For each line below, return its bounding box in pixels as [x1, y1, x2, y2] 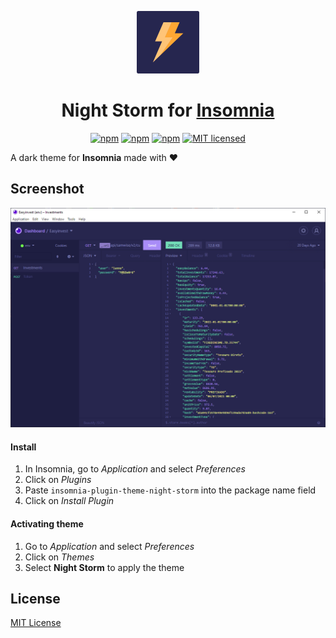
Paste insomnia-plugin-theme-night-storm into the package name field [24, 484, 317, 496]
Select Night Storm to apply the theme [24, 561, 185, 573]
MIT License [10, 617, 62, 629]
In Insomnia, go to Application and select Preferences [24, 463, 246, 475]
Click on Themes [24, 551, 95, 563]
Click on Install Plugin [24, 495, 115, 507]
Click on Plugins [24, 474, 92, 486]
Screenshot [10, 181, 85, 198]
